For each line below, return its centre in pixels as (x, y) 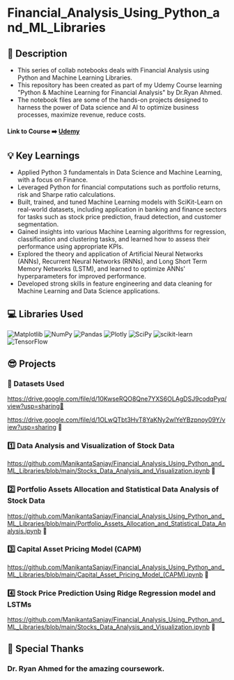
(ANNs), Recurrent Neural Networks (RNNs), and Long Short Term (112, 261)
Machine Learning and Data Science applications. (88, 291)
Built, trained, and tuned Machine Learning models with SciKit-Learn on (120, 202)
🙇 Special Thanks (46, 649)
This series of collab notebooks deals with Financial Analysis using (113, 70)
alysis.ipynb (24, 531)
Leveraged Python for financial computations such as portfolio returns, (119, 187)
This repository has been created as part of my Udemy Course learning (120, 85)
